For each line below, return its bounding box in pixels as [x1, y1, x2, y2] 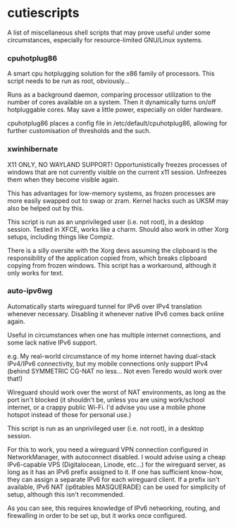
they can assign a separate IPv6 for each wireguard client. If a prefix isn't [7, 475, 220, 483]
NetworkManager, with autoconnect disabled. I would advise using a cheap [7, 452, 226, 461]
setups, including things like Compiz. [7, 232, 114, 241]
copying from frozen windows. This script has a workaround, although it [7, 261, 217, 269]
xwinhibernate [7, 144, 58, 154]
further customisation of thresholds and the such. [7, 127, 151, 135]
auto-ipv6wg [7, 286, 53, 296]
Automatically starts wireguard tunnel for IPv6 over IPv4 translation [7, 302, 202, 311]
